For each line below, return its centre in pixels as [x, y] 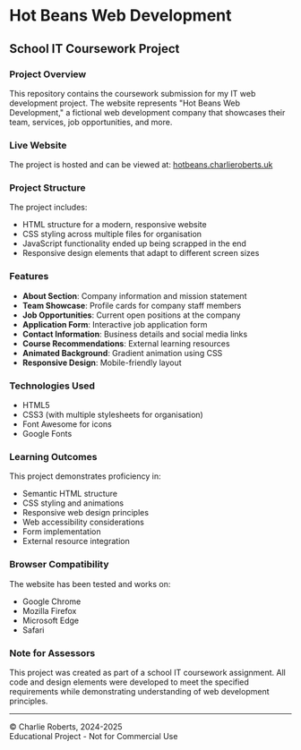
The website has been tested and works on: [90, 584]
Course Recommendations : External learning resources [126, 343]
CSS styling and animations [73, 503]
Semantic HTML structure [70, 494]
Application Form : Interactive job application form [115, 324]
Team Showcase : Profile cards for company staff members [132, 305]
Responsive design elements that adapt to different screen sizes [141, 253]
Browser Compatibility [59, 565]
